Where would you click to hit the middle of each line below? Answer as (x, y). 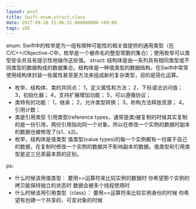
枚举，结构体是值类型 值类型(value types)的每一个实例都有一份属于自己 (101, 139)
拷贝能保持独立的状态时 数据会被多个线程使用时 (72, 185)
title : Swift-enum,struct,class (46, 17)
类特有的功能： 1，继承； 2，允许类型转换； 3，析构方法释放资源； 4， (101, 102)
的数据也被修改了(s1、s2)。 (48, 132)
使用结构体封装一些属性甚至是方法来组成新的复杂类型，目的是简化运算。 (94, 75)
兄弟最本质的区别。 (59, 154)
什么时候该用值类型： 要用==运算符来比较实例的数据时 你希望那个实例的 (102, 178)
